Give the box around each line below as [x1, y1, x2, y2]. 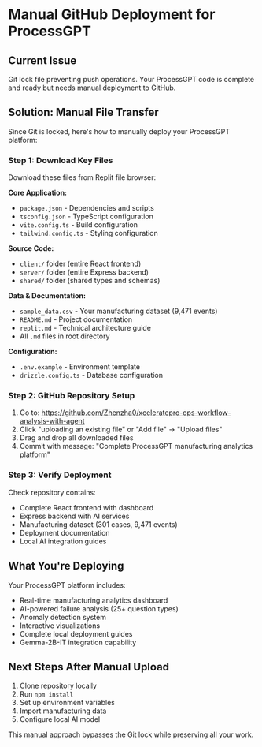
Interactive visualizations [19, 621, 101, 630]
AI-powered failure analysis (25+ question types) [19, 603, 179, 613]
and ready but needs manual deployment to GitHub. [8, 83, 176, 92]
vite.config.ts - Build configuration [19, 220, 138, 230]
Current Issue [8, 54, 77, 67]
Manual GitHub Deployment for [8, 6, 216, 24]
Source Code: [8, 244, 54, 253]
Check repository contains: [8, 487, 96, 497]
